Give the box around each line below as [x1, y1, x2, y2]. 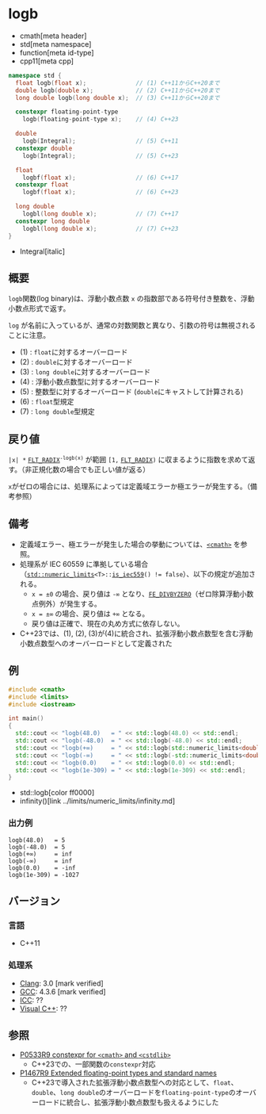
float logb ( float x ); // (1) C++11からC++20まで [15, 78, 220, 87]
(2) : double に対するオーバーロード [19, 358, 133, 367]
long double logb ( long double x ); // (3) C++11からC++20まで [15, 94, 220, 101]
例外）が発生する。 [38, 599, 101, 608]
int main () [8, 714, 44, 722]
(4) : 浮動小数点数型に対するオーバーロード [19, 377, 161, 387]
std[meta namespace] [19, 39, 92, 48]
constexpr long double [15, 217, 90, 225]
